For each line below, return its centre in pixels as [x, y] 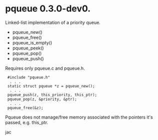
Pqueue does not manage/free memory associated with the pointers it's [79, 117]
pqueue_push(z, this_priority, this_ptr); [52, 95]
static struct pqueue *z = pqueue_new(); [51, 86]
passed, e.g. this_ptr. [27, 122]
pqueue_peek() [28, 48]
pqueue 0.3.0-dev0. [48, 9]
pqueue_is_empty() [32, 42]
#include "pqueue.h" [29, 77]
